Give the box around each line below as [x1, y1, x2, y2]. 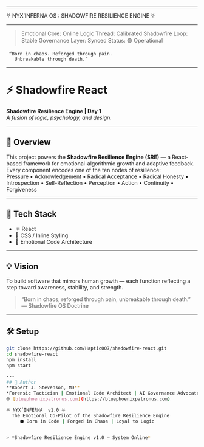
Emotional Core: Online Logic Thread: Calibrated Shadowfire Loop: [21, 30, 188, 37]
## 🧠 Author [6, 379, 36, 385]
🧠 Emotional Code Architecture [15, 238, 93, 245]
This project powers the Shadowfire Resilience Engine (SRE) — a [6, 153, 171, 161]
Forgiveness [6, 185, 38, 193]
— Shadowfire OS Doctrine [21, 302, 89, 310]
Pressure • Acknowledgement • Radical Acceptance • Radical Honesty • [6, 173, 189, 180]
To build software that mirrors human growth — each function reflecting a [6, 277, 191, 285]
